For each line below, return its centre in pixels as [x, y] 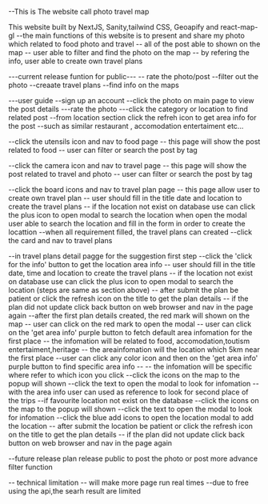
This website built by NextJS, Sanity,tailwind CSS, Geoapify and [113, 27]
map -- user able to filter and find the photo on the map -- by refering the [129, 52]
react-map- [239, 27]
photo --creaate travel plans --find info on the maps [94, 85]
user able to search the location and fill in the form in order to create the [127, 224]
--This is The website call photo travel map [79, 12]
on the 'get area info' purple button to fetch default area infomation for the [130, 332]
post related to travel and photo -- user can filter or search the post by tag [130, 174]
